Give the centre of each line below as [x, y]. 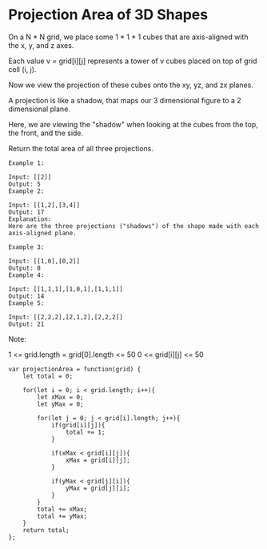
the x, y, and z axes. [41, 45]
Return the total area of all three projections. [81, 148]
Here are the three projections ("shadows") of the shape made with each [134, 226]
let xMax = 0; [60, 397]
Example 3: [26, 247]
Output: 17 [26, 212]
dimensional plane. [39, 109]
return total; [46, 530]
